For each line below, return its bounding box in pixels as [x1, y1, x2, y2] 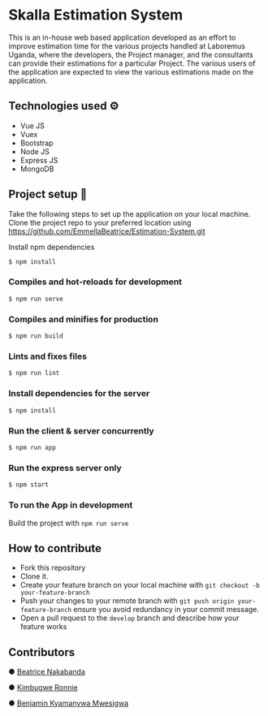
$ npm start [8, 481, 49, 489]
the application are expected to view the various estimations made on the [8, 67, 254, 76]
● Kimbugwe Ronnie [8, 683, 79, 692]
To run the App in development [8, 499, 133, 511]
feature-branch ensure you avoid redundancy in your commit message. [19, 605, 260, 615]
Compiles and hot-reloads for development [8, 276, 183, 287]
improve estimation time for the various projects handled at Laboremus [8, 41, 246, 50]
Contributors [8, 645, 76, 659]
